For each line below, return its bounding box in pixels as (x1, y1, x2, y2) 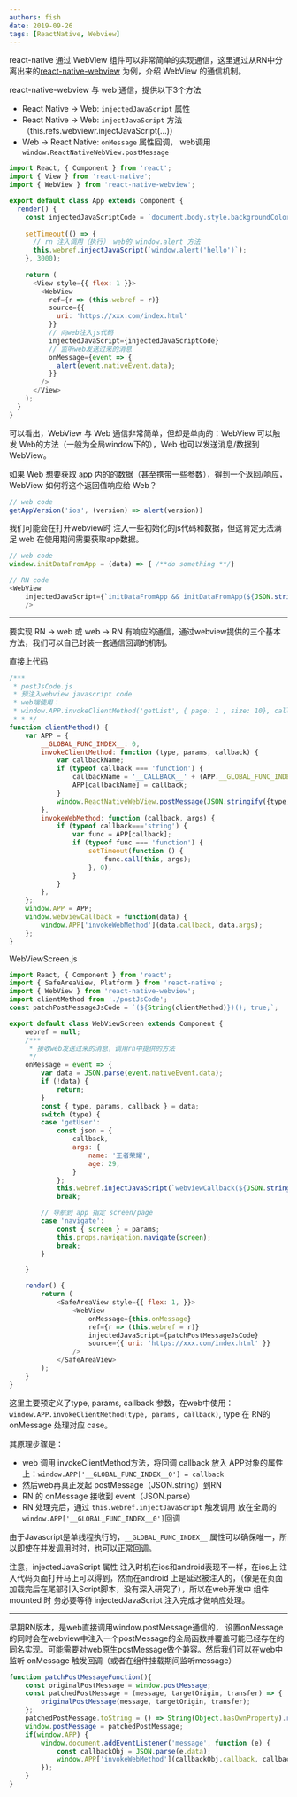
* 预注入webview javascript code (12, 690, 133, 699)
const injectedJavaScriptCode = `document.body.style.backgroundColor (25, 213, 291, 222)
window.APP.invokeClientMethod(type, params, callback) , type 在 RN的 (9, 1408, 271, 1419)
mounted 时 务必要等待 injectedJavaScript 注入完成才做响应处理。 (9, 1594, 250, 1605)
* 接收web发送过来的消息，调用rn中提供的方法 (28, 1044, 175, 1053)
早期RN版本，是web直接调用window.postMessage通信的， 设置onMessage (9, 1622, 284, 1632)
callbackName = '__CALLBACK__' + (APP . (72, 773, 219, 782)
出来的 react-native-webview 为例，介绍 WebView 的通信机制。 (16, 66, 246, 76)
